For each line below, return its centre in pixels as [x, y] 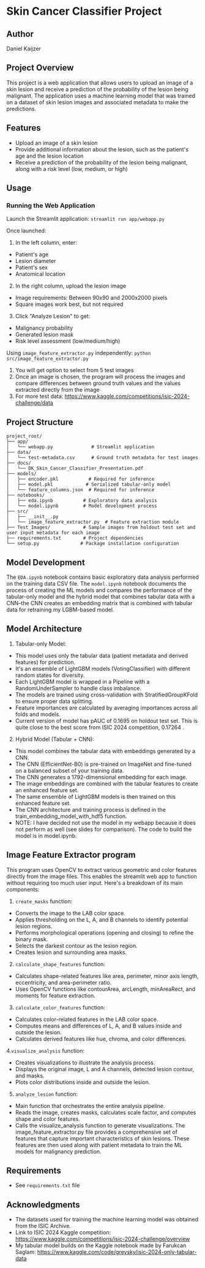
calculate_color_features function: [60, 1007]
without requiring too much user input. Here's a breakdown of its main [95, 883]
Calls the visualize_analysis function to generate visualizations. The [100, 1125]
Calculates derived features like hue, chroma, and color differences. [101, 1039]
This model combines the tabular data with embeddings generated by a [105, 751]
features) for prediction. [45, 662]
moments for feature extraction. [55, 995]
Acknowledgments [43, 1205]
